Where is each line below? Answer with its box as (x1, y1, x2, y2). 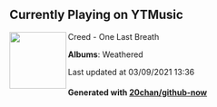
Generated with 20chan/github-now (67, 87, 208, 98)
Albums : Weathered (67, 49, 143, 60)
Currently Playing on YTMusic (9, 7, 183, 23)
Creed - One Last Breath (67, 31, 160, 42)
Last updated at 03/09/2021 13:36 (67, 66, 195, 77)
